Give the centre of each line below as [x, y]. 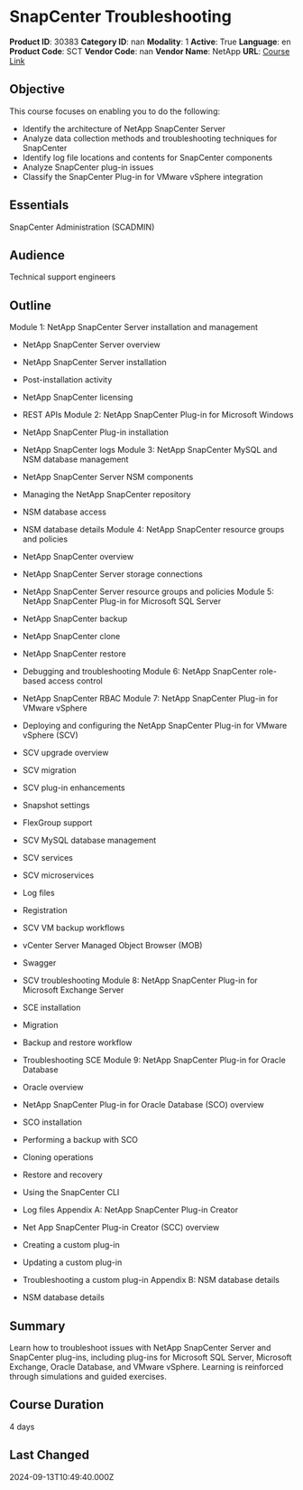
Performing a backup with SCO [80, 1140]
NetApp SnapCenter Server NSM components [108, 477]
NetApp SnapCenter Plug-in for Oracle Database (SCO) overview [143, 1105]
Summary [37, 1326]
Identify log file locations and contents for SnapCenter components [147, 157]
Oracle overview [53, 1088]
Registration [45, 910]
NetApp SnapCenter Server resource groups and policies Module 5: [148, 592]
